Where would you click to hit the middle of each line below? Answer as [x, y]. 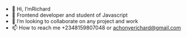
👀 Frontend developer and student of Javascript [70, 15]
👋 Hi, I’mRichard [31, 9]
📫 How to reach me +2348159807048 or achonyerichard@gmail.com [96, 28]
